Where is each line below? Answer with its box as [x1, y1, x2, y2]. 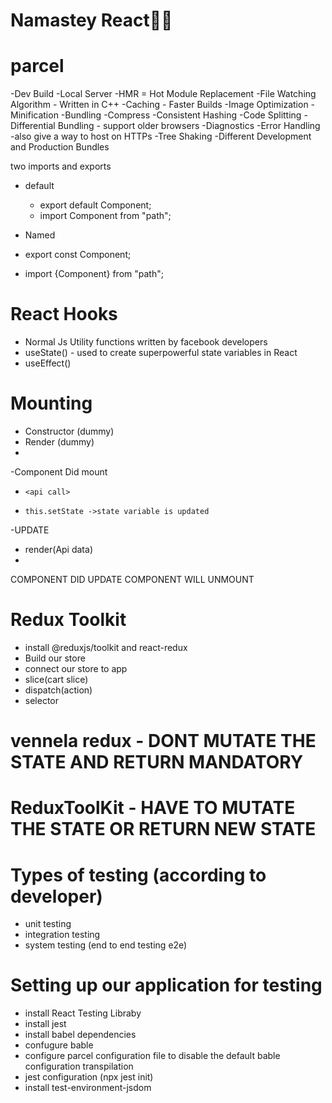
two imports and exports [10, 160, 112, 173]
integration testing [24, 929, 101, 941]
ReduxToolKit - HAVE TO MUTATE [10, 797, 296, 819]
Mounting [10, 392, 93, 415]
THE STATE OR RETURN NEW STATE [10, 818, 317, 841]
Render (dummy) [24, 436, 95, 448]
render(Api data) [24, 544, 93, 555]
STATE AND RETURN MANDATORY [10, 751, 304, 774]
